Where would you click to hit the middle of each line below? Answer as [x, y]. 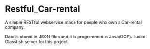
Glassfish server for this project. [37, 41]
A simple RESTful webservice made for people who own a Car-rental [73, 22]
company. [15, 27]
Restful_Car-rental [43, 9]
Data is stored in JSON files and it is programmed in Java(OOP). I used [75, 37]
